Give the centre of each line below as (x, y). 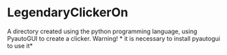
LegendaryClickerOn (68, 13)
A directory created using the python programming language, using (102, 31)
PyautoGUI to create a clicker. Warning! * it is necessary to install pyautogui (114, 38)
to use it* (20, 45)
